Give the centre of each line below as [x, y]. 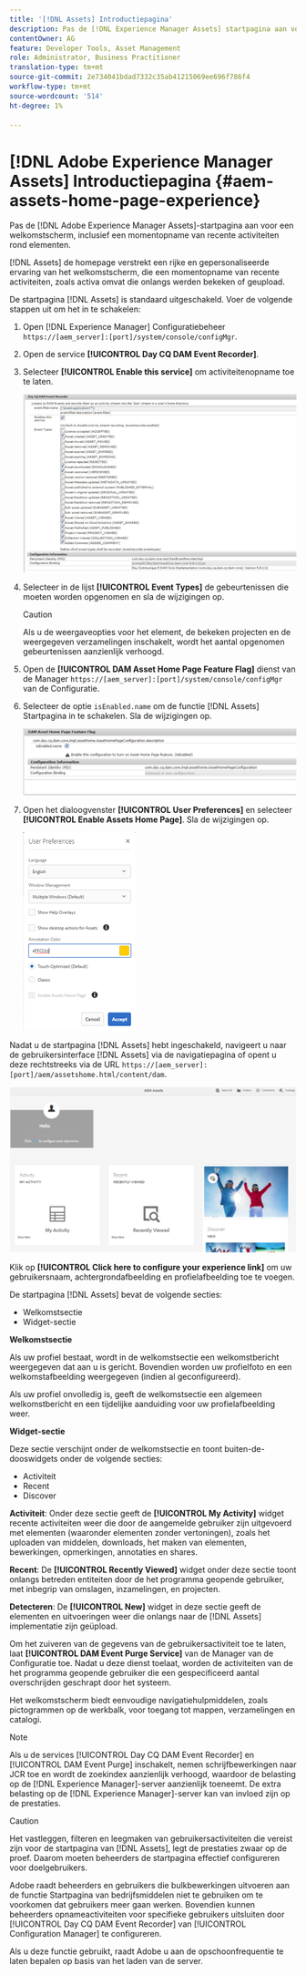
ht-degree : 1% [36, 106]
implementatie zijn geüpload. [64, 1626]
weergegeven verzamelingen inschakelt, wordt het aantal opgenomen [153, 642]
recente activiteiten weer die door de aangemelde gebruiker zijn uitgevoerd [151, 1523]
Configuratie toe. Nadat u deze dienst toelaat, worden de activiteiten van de [151, 1663]
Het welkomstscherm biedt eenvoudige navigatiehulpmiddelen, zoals [139, 1701]
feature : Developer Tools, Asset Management [95, 48]
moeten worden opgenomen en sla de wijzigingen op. [123, 597]
